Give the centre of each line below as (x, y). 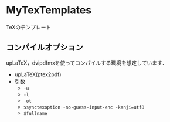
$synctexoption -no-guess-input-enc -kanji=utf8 (84, 107)
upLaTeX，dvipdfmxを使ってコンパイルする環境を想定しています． (87, 63)
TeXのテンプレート (29, 27)
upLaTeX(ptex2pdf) (38, 74)
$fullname (35, 113)
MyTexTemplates (49, 10)
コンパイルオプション (45, 48)
